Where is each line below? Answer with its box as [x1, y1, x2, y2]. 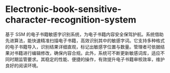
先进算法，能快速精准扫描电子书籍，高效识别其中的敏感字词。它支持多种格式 [5, 37, 165, 43]
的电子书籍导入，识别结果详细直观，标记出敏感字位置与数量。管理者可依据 [5, 43, 160, 49]
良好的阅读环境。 [5, 62, 41, 68]
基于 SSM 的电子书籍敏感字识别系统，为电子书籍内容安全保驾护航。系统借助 [5, 31, 164, 37]
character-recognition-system [5, 14, 137, 25]
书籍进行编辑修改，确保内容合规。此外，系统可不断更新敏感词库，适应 [14, 50, 160, 56]
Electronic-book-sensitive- [5, 3, 122, 15]
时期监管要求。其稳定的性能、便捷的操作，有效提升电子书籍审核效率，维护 [9, 56, 165, 62]
